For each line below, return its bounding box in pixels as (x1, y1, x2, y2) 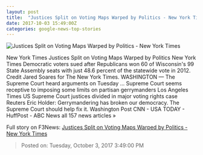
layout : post (6, 8, 39, 15)
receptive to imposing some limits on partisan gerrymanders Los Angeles (6, 86, 188, 94)
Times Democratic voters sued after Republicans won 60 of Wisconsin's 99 (6, 61, 195, 68)
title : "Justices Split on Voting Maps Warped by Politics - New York (6, 15, 190, 21)
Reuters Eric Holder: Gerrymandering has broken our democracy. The (6, 99, 179, 107)
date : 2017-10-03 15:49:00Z (6, 20, 77, 26)
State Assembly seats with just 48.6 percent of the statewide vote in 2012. (6, 67, 191, 74)
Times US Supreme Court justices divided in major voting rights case (6, 93, 178, 100)
